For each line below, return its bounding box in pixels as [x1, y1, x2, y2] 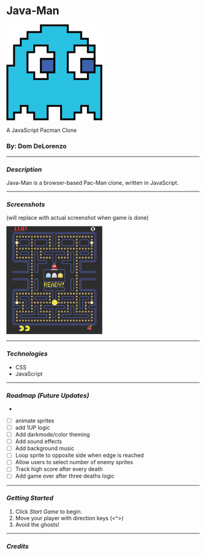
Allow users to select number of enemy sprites [15, 459, 134, 466]
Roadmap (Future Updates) [6, 391, 90, 400]
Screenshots [6, 200, 45, 209]
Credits [6, 541, 29, 550]
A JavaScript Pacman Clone [6, 126, 77, 134]
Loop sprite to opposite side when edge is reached [15, 452, 144, 459]
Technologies [6, 349, 48, 358]
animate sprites [15, 417, 55, 424]
